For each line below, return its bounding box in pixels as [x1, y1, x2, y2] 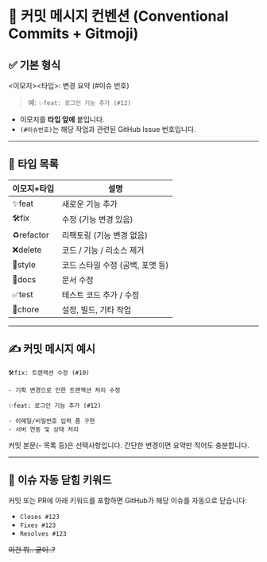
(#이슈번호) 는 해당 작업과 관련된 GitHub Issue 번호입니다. [19, 125, 196, 134]
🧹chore [12, 304, 40, 315]
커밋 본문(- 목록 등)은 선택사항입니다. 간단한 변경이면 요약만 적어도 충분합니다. [8, 440, 250, 450]
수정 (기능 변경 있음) [61, 214, 133, 225]
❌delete [12, 244, 42, 255]
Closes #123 [19, 514, 60, 521]
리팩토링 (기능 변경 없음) [61, 230, 149, 241]
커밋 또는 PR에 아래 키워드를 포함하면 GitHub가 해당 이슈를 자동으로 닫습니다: [8, 496, 248, 506]
